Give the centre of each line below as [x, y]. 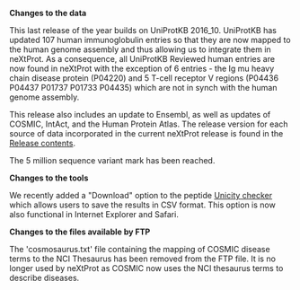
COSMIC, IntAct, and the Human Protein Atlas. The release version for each [149, 124]
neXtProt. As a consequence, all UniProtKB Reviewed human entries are [142, 59]
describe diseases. [44, 278]
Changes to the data [48, 13]
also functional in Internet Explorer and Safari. [94, 214]
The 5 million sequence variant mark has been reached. [112, 160]
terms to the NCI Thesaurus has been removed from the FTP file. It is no [143, 259]
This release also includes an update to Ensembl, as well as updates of [140, 114]
